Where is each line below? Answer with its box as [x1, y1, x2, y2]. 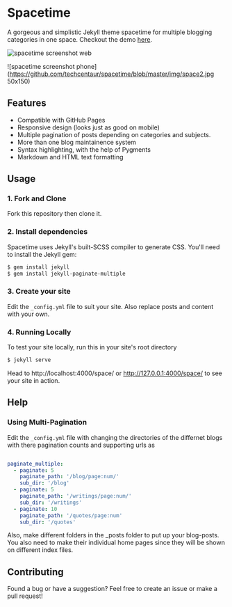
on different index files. [7, 546, 74, 554]
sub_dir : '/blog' [19, 480, 70, 487]
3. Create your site [7, 287, 71, 297]
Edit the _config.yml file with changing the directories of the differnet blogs [7, 433, 223, 441]
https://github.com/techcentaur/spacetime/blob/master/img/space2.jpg [9, 70, 215, 78]
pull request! [7, 592, 43, 600]
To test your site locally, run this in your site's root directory [7, 343, 177, 352]
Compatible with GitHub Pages [17, 116, 106, 124]
